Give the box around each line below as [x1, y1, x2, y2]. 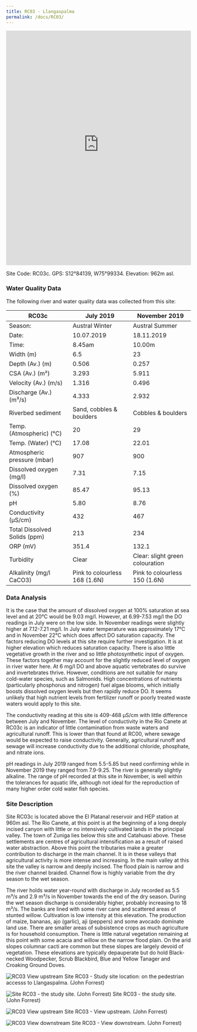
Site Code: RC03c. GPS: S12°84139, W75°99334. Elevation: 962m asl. [6, 270, 175, 277]
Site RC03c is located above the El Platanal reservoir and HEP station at [6, 813, 179, 820]
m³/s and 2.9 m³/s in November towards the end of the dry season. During [6, 893, 186, 900]
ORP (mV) [9, 542, 36, 550]
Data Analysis [6, 593, 47, 602]
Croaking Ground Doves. [6, 962, 66, 969]
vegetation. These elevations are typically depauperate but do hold [6, 949, 168, 956]
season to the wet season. [6, 875, 70, 882]
